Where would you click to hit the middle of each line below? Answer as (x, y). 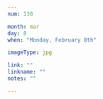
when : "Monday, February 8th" (52, 40)
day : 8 (17, 33)
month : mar (23, 27)
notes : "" (22, 78)
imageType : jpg (30, 53)
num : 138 (20, 14)
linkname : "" (27, 72)
